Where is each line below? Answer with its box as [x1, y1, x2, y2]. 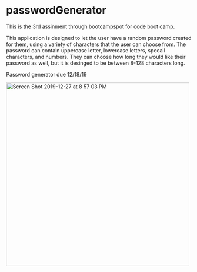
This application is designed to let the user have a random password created [6, 34, 192, 41]
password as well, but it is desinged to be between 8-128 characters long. [6, 59, 185, 67]
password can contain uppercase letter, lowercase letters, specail [6, 47, 166, 54]
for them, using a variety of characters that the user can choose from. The [6, 41, 186, 48]
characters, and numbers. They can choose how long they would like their [6, 53, 186, 60]
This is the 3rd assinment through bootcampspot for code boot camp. [6, 23, 175, 30]
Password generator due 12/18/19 [6, 71, 87, 78]
